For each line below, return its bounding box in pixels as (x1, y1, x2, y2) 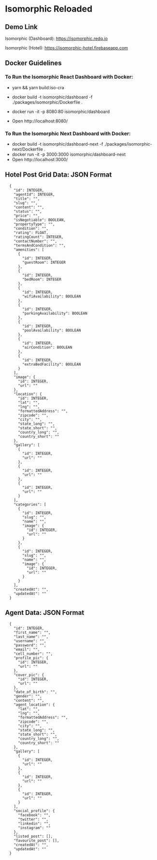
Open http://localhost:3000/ (12, 156, 68, 162)
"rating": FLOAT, (14, 230, 49, 235)
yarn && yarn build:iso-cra (12, 84, 64, 90)
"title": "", (14, 196, 40, 201)
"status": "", (14, 209, 42, 214)
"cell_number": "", (14, 651, 53, 656)
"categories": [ (14, 502, 47, 507)
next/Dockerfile (12, 146, 43, 152)
